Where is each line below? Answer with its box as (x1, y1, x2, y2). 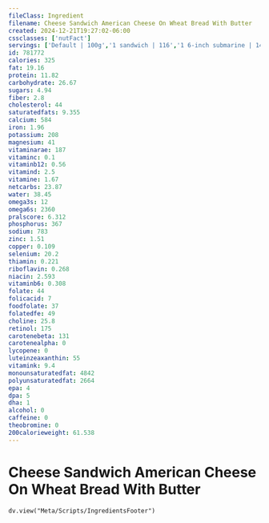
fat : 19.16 (8, 64, 45, 72)
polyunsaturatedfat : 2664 (8, 376, 94, 384)
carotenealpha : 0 (8, 340, 66, 348)
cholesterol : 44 (8, 101, 62, 109)
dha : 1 (8, 399, 30, 407)
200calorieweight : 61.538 (8, 428, 94, 437)
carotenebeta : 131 (8, 332, 70, 340)
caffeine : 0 (8, 414, 48, 422)
